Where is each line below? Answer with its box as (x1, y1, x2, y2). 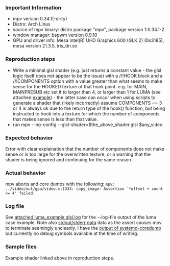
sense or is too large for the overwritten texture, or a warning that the (5, 151, 151, 157)
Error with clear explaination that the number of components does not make (5, 146, 165, 152)
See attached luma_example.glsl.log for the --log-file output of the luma (5, 214, 157, 221)
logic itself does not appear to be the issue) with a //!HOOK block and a (12, 72, 163, 79)
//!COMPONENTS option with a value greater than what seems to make (12, 78, 162, 84)
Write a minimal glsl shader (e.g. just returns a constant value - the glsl (12, 67, 162, 73)
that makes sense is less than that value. (12, 116, 99, 122)
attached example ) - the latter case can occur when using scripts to (12, 94, 156, 101)
